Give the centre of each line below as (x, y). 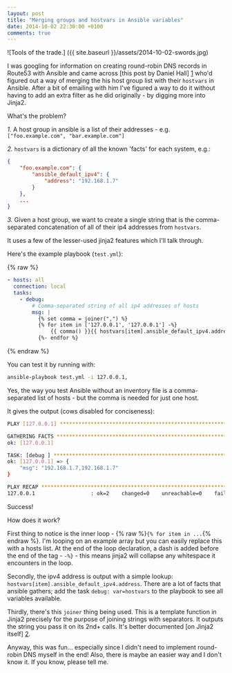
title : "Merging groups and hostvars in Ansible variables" (96, 20)
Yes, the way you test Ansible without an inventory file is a (90, 390)
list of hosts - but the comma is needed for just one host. (118, 398)
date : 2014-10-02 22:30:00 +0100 (55, 26)
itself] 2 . (19, 634)
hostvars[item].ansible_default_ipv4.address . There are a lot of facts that (114, 583)
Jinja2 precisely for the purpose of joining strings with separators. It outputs (115, 619)
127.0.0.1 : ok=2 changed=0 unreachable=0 (105, 493)
